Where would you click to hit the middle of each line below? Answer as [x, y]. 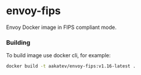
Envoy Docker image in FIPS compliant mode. [61, 27]
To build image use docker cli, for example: [58, 56]
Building [18, 43]
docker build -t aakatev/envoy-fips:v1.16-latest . [71, 66]
